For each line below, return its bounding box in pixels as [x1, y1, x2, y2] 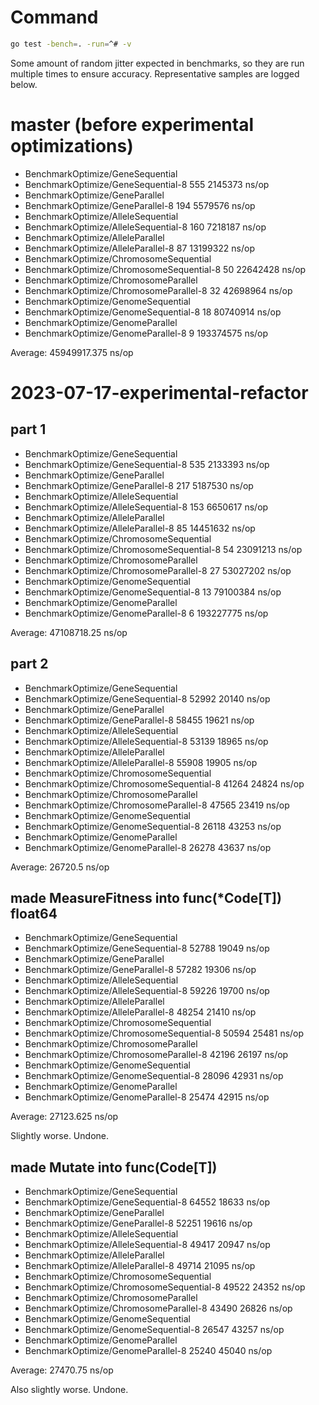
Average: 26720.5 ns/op [10, 861, 110, 873]
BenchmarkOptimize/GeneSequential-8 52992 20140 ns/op [24, 692, 271, 705]
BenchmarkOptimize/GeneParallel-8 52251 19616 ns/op [24, 1217, 253, 1230]
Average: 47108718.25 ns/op [10, 626, 128, 638]
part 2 [10, 656, 49, 673]
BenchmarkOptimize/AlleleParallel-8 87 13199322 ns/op [24, 242, 255, 254]
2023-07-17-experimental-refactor [10, 381, 309, 404]
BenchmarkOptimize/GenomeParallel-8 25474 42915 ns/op [24, 1091, 270, 1103]
